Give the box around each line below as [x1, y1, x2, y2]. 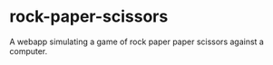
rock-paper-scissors [9, 6, 169, 27]
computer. [9, 45, 48, 56]
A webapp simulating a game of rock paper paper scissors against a [9, 36, 265, 47]
